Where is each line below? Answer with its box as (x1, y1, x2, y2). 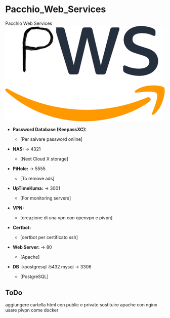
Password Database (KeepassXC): (12, 127, 87, 133)
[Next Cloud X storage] (20, 156, 68, 162)
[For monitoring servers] (20, 195, 71, 201)
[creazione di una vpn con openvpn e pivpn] (20, 215, 113, 221)
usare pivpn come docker (5, 307, 59, 313)
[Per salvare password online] (20, 136, 82, 142)
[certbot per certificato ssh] (20, 234, 78, 241)
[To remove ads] (20, 176, 55, 182)
